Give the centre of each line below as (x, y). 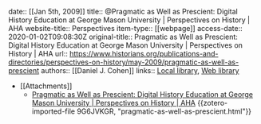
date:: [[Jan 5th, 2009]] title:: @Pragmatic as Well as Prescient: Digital (123, 12)
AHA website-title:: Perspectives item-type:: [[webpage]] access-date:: (125, 28)
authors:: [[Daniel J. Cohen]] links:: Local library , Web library (140, 70)
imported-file (53, 111)
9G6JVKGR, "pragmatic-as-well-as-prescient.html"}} (164, 111)
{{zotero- (212, 103)
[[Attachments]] (46, 86)
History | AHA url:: (38, 54)
